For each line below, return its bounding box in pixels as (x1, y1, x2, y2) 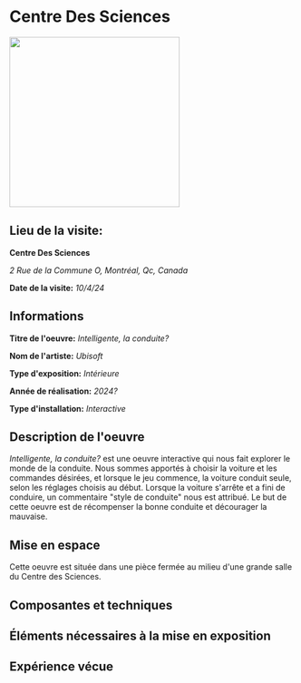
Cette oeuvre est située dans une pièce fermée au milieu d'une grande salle (9, 561, 293, 572)
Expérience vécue (9, 659, 114, 675)
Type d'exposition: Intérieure (9, 367, 120, 378)
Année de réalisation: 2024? (9, 385, 118, 396)
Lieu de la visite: (9, 223, 103, 239)
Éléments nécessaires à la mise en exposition (9, 628, 271, 643)
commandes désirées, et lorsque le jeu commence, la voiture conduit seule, (9, 473, 292, 483)
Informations (9, 308, 84, 324)
